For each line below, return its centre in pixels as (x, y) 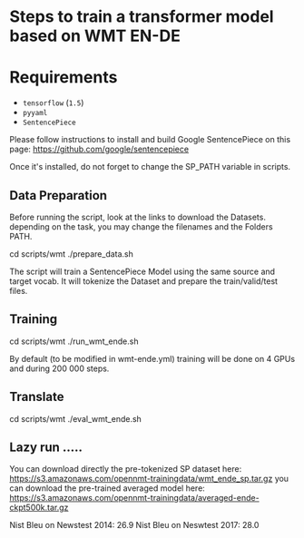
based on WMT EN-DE (95, 36)
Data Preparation (58, 196)
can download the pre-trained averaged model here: (108, 488)
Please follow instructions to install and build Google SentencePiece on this (150, 140)
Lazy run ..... (46, 447)
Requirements (64, 78)
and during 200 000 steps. (59, 368)
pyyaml (35, 113)
